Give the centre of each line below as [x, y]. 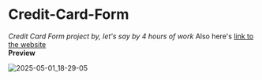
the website [27, 44]
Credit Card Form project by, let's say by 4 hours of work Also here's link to [131, 36]
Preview [22, 53]
